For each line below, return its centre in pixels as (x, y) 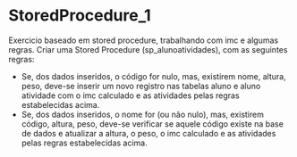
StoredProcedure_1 (80, 16)
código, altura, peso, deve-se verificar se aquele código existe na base (152, 124)
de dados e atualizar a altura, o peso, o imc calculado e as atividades (148, 133)
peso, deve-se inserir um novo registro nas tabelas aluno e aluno (141, 86)
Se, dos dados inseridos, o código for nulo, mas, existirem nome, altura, (154, 76)
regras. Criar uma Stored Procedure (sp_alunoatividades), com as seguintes (148, 49)
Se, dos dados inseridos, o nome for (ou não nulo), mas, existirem (143, 114)
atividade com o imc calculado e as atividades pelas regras (130, 95)
